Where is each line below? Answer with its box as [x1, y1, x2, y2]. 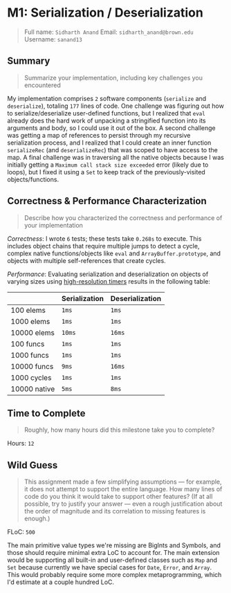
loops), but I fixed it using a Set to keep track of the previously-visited [7, 167, 205, 176]
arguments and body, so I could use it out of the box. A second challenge [7, 123, 216, 132]
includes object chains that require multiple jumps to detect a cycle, [7, 241, 200, 250]
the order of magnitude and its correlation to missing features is [24, 507, 206, 516]
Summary [7, 55, 50, 67]
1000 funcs [10, 350, 50, 360]
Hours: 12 [7, 439, 35, 448]
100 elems [10, 305, 46, 315]
